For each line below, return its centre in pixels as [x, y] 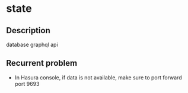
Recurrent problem [42, 63]
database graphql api [32, 44]
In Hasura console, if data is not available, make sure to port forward [98, 77]
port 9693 [27, 84]
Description [28, 31]
